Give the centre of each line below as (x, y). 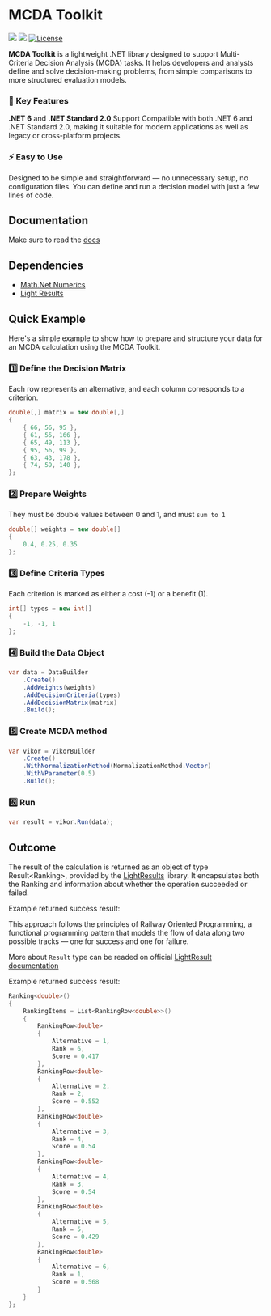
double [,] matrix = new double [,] (67, 413)
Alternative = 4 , (81, 1176)
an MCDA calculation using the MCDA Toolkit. (85, 346)
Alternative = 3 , (81, 1131)
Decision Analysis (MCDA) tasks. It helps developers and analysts (144, 62)
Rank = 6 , (68, 1049)
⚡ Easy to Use (36, 157)
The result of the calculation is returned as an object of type (108, 867)
